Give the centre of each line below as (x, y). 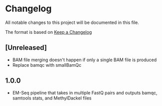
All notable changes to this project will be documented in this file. (72, 22)
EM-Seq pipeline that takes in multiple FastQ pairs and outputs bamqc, (85, 93)
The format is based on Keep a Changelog (49, 32)
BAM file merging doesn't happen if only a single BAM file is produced (84, 60)
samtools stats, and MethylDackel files (52, 98)
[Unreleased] (26, 48)
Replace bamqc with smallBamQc (47, 65)
